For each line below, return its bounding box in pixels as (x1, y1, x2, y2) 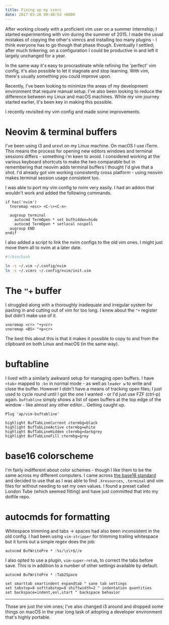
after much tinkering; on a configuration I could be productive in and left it (5, 47, 158, 53)
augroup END (10, 226, 35, 231)
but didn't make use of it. (5, 312, 57, 319)
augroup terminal (10, 213, 46, 218)
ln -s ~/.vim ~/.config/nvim (5, 264, 66, 269)
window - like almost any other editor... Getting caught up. (5, 402, 126, 408)
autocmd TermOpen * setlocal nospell (14, 222, 94, 227)
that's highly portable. (5, 614, 51, 620)
